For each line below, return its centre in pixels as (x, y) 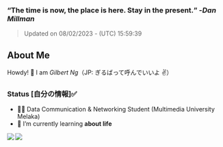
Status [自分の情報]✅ (42, 94)
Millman (21, 18)
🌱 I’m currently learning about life (64, 124)
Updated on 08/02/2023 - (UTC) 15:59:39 (83, 34)
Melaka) (28, 117)
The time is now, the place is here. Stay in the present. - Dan (114, 10)
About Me (28, 55)
